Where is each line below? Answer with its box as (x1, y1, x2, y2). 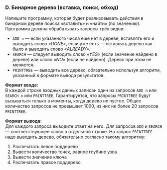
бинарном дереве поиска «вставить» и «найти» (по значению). (5, 20, 141, 26)
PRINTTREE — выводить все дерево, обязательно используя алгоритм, (12, 67, 161, 73)
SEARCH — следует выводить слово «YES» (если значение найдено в (12, 51, 158, 57)
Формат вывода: (5, 118, 42, 124)
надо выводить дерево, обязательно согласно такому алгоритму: (5, 134, 146, 140)
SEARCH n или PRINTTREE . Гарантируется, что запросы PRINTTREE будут (5, 92, 151, 98)
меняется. (12, 62, 34, 68)
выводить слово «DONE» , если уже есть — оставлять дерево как (12, 41, 153, 47)
